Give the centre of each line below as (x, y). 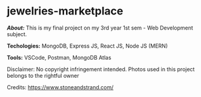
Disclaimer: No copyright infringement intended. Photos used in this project (101, 69)
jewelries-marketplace (65, 11)
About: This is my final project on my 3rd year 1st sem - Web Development (100, 28)
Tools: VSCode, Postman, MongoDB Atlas (59, 57)
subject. (17, 34)
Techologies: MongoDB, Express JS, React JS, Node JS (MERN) (87, 46)
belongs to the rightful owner (43, 75)
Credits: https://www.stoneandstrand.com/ (60, 87)
